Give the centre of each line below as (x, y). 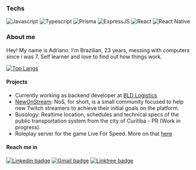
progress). (28, 127)
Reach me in (22, 147)
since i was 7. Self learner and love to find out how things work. (84, 56)
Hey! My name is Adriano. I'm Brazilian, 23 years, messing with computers (98, 50)
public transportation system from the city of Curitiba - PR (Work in (98, 121)
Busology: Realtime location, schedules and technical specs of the (97, 114)
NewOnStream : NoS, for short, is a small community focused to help (99, 102)
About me (21, 37)
